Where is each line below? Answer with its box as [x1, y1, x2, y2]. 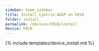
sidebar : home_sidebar [5, 7, 53, 13]
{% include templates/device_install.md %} [5, 40, 94, 46]
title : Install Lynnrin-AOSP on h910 [5, 12, 84, 17]
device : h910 [5, 26, 33, 31]
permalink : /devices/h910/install [5, 21, 78, 27]
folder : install [5, 17, 39, 22]
